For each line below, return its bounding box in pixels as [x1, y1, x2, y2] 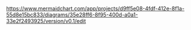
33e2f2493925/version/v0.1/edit [6, 18, 86, 24]
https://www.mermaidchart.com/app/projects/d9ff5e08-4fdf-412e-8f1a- [6, 5, 184, 12]
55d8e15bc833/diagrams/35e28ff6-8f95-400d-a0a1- [6, 11, 138, 18]
